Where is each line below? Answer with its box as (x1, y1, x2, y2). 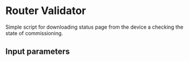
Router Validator (5, 4, 86, 18)
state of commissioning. (5, 29, 64, 36)
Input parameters (5, 47, 71, 57)
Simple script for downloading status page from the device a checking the (5, 23, 184, 30)
